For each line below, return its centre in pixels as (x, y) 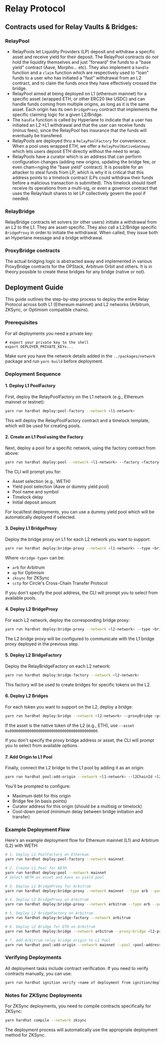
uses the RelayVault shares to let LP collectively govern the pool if (79, 193)
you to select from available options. (42, 745)
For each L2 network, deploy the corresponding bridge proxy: (68, 620)
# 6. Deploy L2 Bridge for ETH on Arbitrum (50, 926)
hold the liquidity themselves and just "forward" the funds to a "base (82, 62)
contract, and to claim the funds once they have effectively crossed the (84, 83)
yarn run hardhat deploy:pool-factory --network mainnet (65, 859)
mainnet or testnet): (25, 402)
